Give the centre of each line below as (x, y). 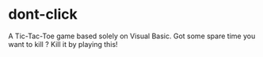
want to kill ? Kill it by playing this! (63, 44)
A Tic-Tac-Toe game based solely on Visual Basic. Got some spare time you (132, 36)
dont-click (43, 14)
